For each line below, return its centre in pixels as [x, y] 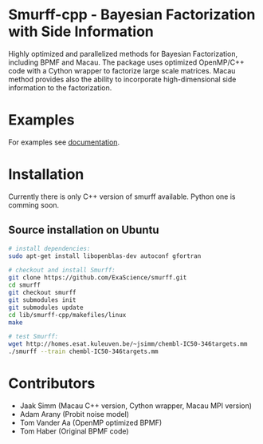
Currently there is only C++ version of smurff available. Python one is [122, 196]
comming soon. [34, 204]
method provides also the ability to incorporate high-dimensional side [122, 79]
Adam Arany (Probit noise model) [75, 414]
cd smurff [25, 285]
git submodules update [46, 307]
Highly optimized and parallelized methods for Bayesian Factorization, [123, 54]
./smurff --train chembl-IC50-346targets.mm [83, 352]
